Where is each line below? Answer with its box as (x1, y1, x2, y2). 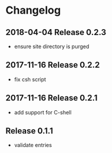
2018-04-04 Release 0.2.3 (5, 27, 107, 37)
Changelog (5, 4, 61, 17)
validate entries (14, 142, 52, 149)
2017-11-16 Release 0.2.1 (5, 93, 98, 103)
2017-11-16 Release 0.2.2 (5, 60, 100, 70)
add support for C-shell (14, 109, 72, 116)
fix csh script (14, 75, 46, 83)
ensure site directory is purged (14, 43, 89, 50)
